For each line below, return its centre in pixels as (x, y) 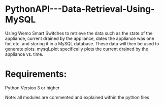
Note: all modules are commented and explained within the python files (77, 97)
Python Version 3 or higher (33, 88)
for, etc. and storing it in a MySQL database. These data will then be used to (82, 43)
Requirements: (36, 74)
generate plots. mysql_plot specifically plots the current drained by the (77, 49)
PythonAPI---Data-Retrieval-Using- (80, 9)
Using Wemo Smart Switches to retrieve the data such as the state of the (79, 33)
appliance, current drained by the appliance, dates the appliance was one (80, 38)
